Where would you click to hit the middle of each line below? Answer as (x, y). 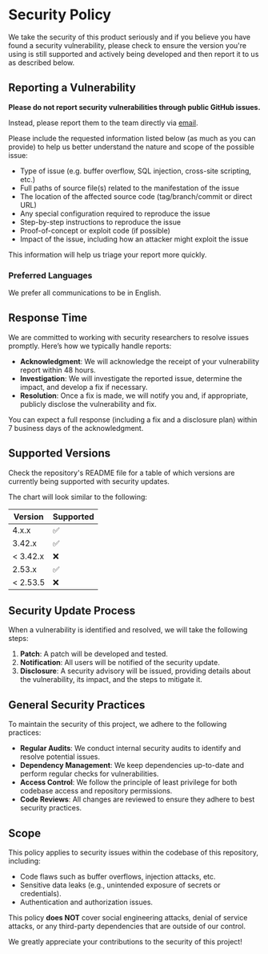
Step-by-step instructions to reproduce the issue (100, 221)
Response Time (48, 318)
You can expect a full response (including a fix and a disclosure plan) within (133, 420)
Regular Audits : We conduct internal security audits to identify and (130, 749)
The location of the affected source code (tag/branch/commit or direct (136, 196)
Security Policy (60, 15)
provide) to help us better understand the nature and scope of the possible (131, 147)
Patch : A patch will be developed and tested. (94, 654)
